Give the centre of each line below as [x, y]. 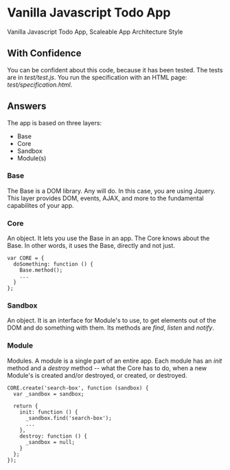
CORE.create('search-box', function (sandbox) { [78, 388]
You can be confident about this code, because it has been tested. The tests [115, 70]
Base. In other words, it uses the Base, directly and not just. [91, 246]
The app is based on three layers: [54, 122]
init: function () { [49, 412]
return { [26, 406]
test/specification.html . [40, 85]
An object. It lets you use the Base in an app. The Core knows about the [108, 238]
